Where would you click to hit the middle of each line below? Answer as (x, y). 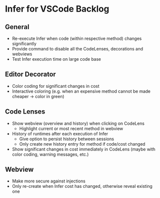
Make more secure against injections (49, 181)
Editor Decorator (30, 74)
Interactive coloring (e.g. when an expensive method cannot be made (81, 91)
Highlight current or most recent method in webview (71, 128)
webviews (22, 54)
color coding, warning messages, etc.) (50, 154)
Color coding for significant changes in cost (56, 86)
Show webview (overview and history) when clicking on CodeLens (78, 123)
